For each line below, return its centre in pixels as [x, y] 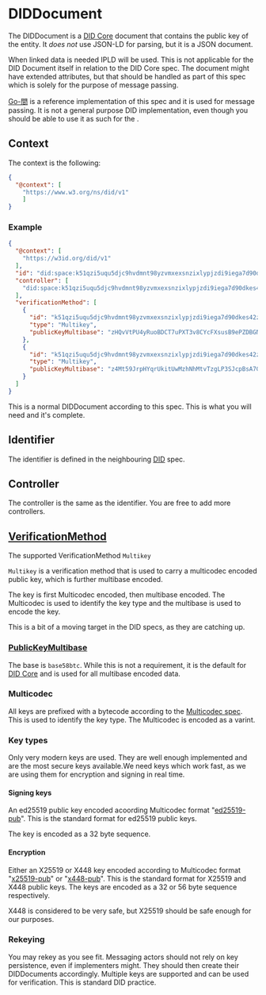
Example [25, 227]
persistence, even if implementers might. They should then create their [124, 965]
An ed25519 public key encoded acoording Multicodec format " [112, 810]
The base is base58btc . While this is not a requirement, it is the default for [127, 665]
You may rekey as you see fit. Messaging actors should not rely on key [123, 957]
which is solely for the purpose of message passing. [93, 85]
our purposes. [31, 919]
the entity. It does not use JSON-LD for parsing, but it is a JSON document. [131, 44]
